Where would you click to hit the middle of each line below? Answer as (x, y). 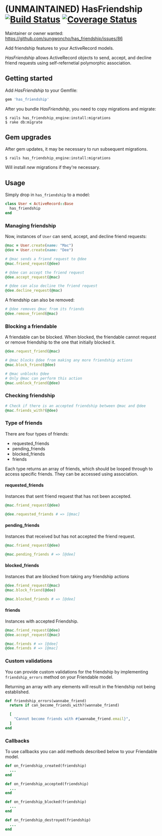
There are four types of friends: (37, 434)
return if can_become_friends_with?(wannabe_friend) (65, 705)
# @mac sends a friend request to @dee (46, 259)
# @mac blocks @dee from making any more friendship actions (69, 360)
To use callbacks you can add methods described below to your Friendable (81, 752)
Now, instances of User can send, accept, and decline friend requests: (76, 237)
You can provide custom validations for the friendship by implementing (77, 672)
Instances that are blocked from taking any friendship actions (67, 576)
